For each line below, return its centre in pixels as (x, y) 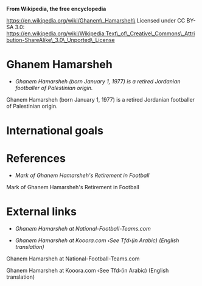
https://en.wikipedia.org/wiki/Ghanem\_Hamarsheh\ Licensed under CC (96, 20)
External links (42, 212)
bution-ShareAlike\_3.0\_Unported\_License (61, 40)
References (36, 159)
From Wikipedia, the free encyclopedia (56, 9)
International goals (55, 131)
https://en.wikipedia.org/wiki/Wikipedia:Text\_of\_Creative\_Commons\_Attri (101, 33)
